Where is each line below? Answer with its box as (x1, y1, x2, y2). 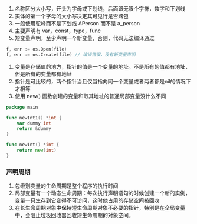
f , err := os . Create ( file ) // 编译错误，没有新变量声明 (6, 52, 136, 58)
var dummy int (17, 120, 51, 126)
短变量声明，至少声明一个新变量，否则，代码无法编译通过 (14, 35, 155, 41)
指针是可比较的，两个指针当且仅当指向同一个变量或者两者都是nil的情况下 (14, 78, 191, 85)
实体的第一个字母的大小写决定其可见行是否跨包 (14, 12, 129, 19)
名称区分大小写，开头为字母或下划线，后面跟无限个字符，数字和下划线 (14, 5, 186, 12)
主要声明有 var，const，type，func (14, 27, 101, 34)
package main (6, 104, 38, 110)
